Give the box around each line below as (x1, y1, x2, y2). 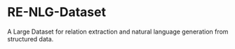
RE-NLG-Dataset (7, 4, 107, 20)
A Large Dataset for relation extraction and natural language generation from (7, 27, 229, 36)
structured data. (7, 34, 54, 43)
